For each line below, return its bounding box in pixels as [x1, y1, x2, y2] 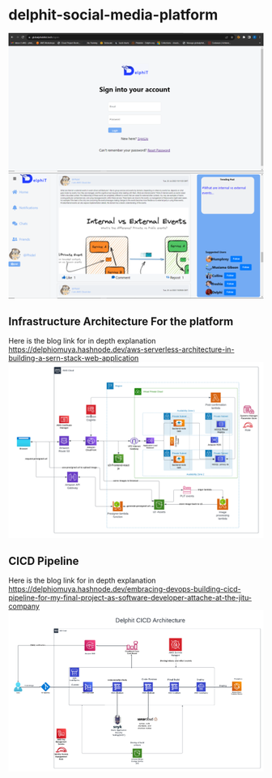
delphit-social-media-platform [8, 6, 219, 24]
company [8, 601, 40, 611]
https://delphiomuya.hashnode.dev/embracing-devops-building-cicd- [8, 584, 241, 594]
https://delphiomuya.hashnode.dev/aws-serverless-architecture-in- [8, 344, 235, 354]
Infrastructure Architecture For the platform [8, 314, 234, 328]
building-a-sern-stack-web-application [8, 353, 139, 362]
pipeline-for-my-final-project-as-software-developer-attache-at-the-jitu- [8, 593, 253, 603]
